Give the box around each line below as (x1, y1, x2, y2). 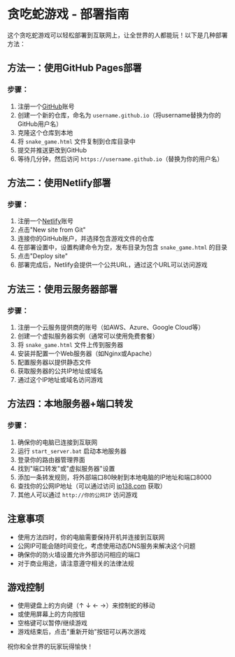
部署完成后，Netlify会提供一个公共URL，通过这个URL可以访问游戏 (17, 260, 208, 269)
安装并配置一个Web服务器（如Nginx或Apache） (17, 349, 156, 358)
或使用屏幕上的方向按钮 (17, 610, 85, 619)
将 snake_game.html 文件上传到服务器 (17, 341, 124, 348)
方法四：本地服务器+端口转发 (7, 398, 134, 410)
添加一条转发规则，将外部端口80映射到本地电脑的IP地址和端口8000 (17, 473, 212, 481)
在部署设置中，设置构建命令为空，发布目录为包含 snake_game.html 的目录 (17, 243, 228, 252)
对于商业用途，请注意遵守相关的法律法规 (17, 559, 134, 567)
